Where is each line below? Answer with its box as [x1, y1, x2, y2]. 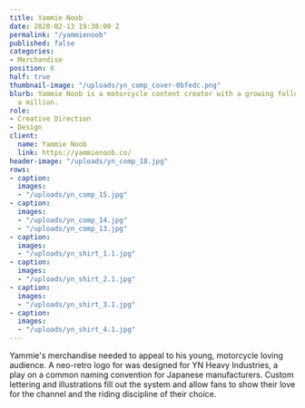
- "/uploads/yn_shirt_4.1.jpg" [17, 325, 136, 335]
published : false [9, 38, 75, 48]
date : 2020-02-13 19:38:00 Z [9, 22, 120, 31]
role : [9, 106, 30, 115]
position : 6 [9, 64, 54, 73]
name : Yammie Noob [17, 140, 88, 149]
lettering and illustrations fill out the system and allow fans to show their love [9, 379, 296, 390]
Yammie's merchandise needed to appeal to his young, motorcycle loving [9, 350, 284, 361]
